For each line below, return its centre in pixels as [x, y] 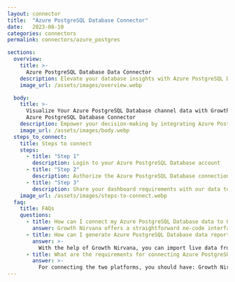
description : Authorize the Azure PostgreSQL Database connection [131, 176]
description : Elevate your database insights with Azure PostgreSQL [122, 79]
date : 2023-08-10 [36, 27]
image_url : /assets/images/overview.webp [81, 85]
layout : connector [34, 14]
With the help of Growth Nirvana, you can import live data [128, 248]
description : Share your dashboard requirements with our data [126, 189]
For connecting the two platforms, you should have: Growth [128, 267]
